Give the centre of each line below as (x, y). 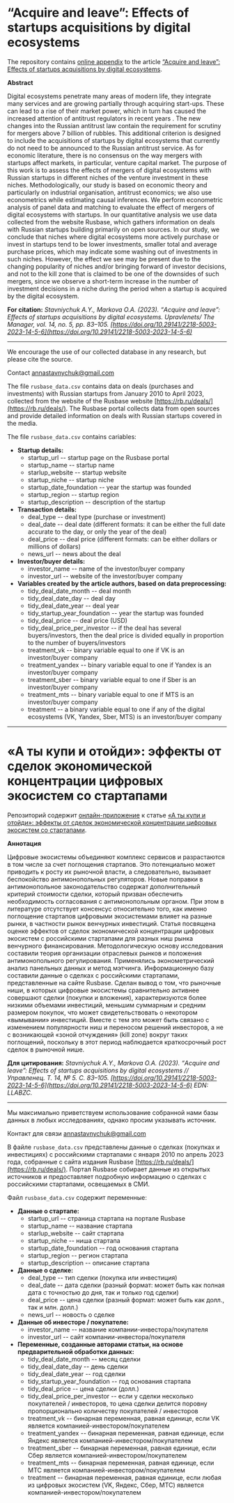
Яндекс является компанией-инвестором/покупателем (110, 1440)
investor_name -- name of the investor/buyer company (106, 569)
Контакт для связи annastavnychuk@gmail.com (77, 1133)
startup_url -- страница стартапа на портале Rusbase (107, 1218)
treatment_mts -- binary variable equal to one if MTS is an (111, 694)
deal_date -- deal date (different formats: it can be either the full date (126, 524)
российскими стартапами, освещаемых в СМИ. (79, 1184)
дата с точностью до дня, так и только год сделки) (103, 1292)
